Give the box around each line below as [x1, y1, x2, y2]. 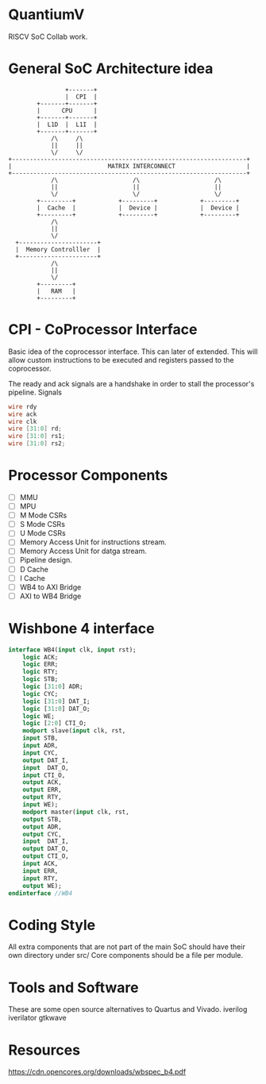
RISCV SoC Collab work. [8, 32, 88, 41]
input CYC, [22, 748, 59, 757]
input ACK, [22, 859, 59, 868]
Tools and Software [8, 978, 139, 997]
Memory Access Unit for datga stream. [19, 546, 147, 556]
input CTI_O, [22, 771, 66, 779]
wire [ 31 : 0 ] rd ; [8, 425, 62, 433]
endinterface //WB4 [8, 889, 73, 898]
